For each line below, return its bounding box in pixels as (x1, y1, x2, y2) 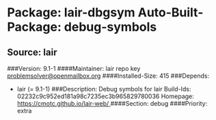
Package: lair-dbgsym (7, 5, 135, 20)
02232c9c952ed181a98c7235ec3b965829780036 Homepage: (16, 92, 195, 100)
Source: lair (7, 46, 57, 58)
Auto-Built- (137, 5, 204, 20)
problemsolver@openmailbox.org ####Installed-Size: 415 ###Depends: (7, 72, 210, 80)
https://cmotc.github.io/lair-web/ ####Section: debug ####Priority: (16, 100, 208, 107)
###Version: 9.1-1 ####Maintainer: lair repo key (7, 65, 141, 72)
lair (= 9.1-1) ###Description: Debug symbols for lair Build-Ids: (16, 85, 191, 93)
